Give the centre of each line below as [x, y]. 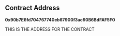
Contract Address [32, 8]
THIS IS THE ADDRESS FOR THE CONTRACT [50, 29]
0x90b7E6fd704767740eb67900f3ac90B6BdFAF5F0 [60, 19]
